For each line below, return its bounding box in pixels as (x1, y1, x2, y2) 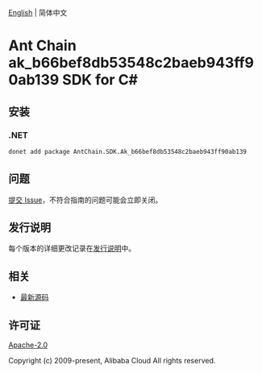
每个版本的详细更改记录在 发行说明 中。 (8, 243, 135, 253)
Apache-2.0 (8, 340, 48, 350)
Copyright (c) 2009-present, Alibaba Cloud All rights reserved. (8, 356, 216, 365)
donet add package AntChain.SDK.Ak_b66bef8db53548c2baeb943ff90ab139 (8, 147, 247, 155)
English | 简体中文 (8, 8, 68, 17)
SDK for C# (61, 71, 139, 89)
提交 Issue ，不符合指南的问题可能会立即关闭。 (8, 195, 163, 205)
